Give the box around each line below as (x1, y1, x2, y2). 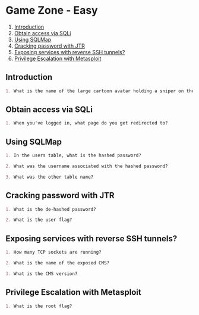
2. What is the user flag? (5, 217, 72, 223)
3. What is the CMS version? (5, 270, 78, 277)
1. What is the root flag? (5, 303, 72, 309)
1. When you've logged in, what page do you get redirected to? (5, 120, 168, 126)
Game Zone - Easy (5, 4, 99, 17)
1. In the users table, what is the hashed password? (5, 152, 142, 158)
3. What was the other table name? (5, 174, 94, 180)
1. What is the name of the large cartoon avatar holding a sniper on (5, 88, 184, 94)
